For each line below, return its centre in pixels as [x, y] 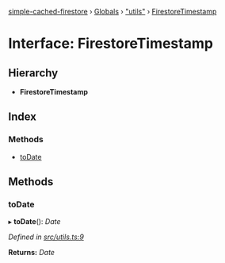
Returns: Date [32, 253]
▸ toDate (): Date [34, 222]
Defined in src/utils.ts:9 [46, 237]
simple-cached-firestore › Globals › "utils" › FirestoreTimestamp [113, 12]
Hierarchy [33, 73]
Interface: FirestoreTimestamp [111, 44]
